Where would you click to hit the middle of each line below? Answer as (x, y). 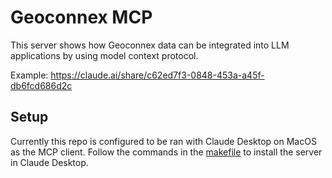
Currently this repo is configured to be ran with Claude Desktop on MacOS (163, 141)
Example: (29, 75)
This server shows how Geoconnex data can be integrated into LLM (150, 45)
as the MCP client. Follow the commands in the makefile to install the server (166, 152)
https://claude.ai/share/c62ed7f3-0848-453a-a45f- (157, 75)
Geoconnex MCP (81, 17)
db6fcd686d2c (41, 85)
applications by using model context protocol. (104, 55)
